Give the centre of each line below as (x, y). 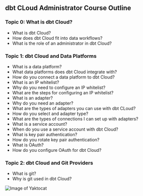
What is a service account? (40, 124)
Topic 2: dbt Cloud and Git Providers (49, 163)
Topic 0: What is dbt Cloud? (39, 22)
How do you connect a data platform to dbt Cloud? (63, 77)
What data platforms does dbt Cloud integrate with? (64, 72)
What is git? (24, 173)
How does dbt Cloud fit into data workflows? (57, 38)
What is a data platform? (37, 66)
